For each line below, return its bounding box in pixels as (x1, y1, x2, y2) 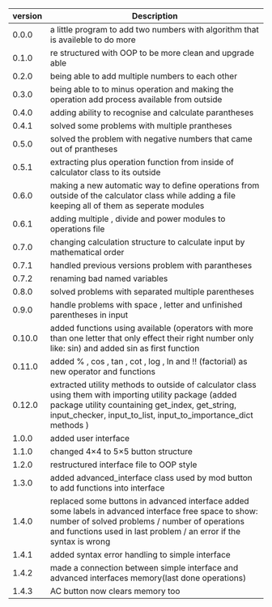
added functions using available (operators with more (49, 323, 253, 333)
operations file (49, 223, 105, 234)
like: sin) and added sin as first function (49, 343, 200, 354)
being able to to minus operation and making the (49, 84, 234, 95)
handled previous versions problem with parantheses (49, 260, 253, 270)
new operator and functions (49, 366, 156, 377)
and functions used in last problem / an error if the (49, 526, 241, 537)
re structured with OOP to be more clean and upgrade (49, 48, 255, 58)
